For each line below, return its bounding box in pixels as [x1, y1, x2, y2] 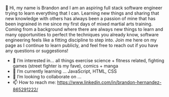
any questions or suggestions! [5, 48, 69, 54]
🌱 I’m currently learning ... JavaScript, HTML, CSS [12, 68, 117, 74]
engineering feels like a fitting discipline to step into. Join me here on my [5, 37, 157, 43]
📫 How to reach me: [12, 79, 56, 85]
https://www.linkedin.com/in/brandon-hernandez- [57, 79, 162, 85]
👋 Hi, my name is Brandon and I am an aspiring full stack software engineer [5, 5, 162, 11]
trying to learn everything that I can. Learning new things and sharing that [5, 10, 159, 16]
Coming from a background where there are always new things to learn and [5, 26, 163, 32]
